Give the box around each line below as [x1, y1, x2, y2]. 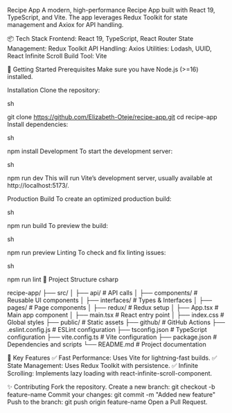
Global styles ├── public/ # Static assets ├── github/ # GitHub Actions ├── [7, 318, 225, 326]
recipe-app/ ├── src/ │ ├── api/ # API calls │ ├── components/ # [7, 289, 198, 297]
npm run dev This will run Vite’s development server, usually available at [7, 174, 213, 182]
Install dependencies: [7, 121, 69, 128]
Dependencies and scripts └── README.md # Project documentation [7, 340, 206, 349]
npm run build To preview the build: [7, 222, 109, 229]
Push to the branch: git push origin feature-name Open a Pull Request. [7, 398, 208, 406]
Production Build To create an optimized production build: [7, 195, 172, 203]
